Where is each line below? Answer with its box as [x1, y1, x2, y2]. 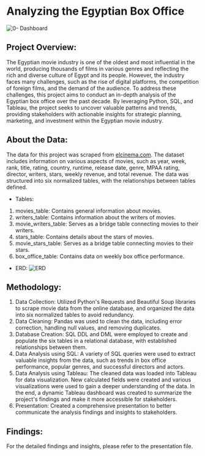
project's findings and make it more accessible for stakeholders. [15, 395, 177, 403]
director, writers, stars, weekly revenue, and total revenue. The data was [6, 170, 188, 178]
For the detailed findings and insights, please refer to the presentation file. [6, 443, 193, 450]
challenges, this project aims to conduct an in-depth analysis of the [6, 90, 176, 98]
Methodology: [6, 282, 62, 292]
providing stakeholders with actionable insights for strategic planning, [6, 110, 182, 117]
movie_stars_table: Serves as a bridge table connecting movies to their [15, 240, 194, 247]
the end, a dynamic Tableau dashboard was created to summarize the [15, 389, 192, 397]
